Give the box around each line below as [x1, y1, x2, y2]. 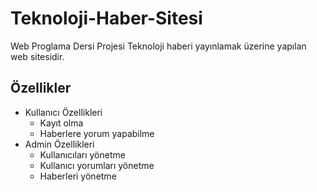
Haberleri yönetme [39, 170, 117, 182]
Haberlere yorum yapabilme [39, 127, 155, 139]
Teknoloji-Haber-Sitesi [10, 7, 203, 30]
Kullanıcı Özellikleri [24, 106, 103, 118]
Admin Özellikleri [24, 138, 95, 150]
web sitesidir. [10, 50, 65, 62]
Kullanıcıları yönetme [39, 148, 126, 161]
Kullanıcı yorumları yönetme [39, 159, 155, 171]
